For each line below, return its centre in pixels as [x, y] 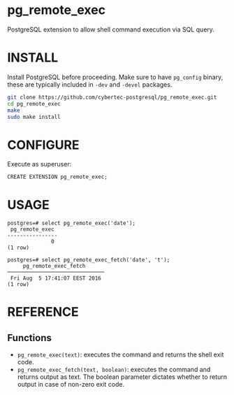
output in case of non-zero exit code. [71, 385]
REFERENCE [43, 312]
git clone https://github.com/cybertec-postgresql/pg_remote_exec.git [112, 97]
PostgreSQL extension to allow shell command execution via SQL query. [111, 29]
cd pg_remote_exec [34, 103]
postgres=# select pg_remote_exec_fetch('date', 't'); [89, 260]
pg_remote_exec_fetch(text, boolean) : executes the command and [114, 370]
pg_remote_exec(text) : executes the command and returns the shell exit [120, 354]
